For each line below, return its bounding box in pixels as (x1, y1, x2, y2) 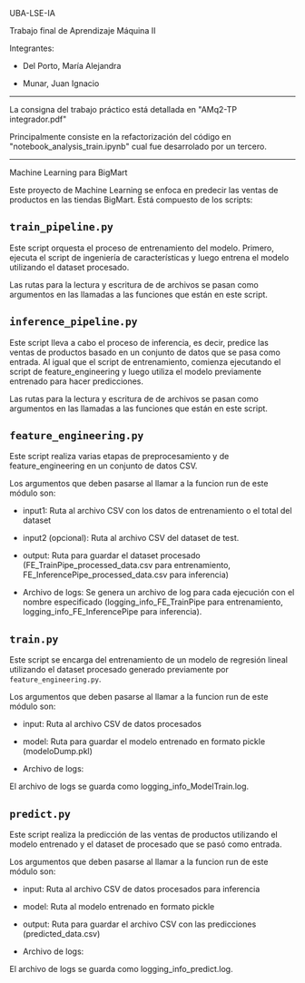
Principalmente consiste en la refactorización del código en (9, 132, 231, 142)
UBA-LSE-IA (9, 8, 56, 18)
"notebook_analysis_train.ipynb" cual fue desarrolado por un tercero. (9, 141, 268, 152)
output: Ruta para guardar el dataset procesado (22, 550, 202, 561)
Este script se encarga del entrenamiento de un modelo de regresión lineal (9, 654, 289, 665)
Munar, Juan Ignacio (22, 78, 100, 89)
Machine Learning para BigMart (9, 167, 128, 178)
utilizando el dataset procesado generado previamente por (9, 664, 229, 675)
